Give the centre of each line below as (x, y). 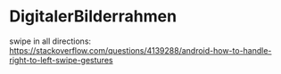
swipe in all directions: (50, 41)
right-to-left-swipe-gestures (61, 60)
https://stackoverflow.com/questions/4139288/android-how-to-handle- (140, 50)
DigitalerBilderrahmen (93, 16)
